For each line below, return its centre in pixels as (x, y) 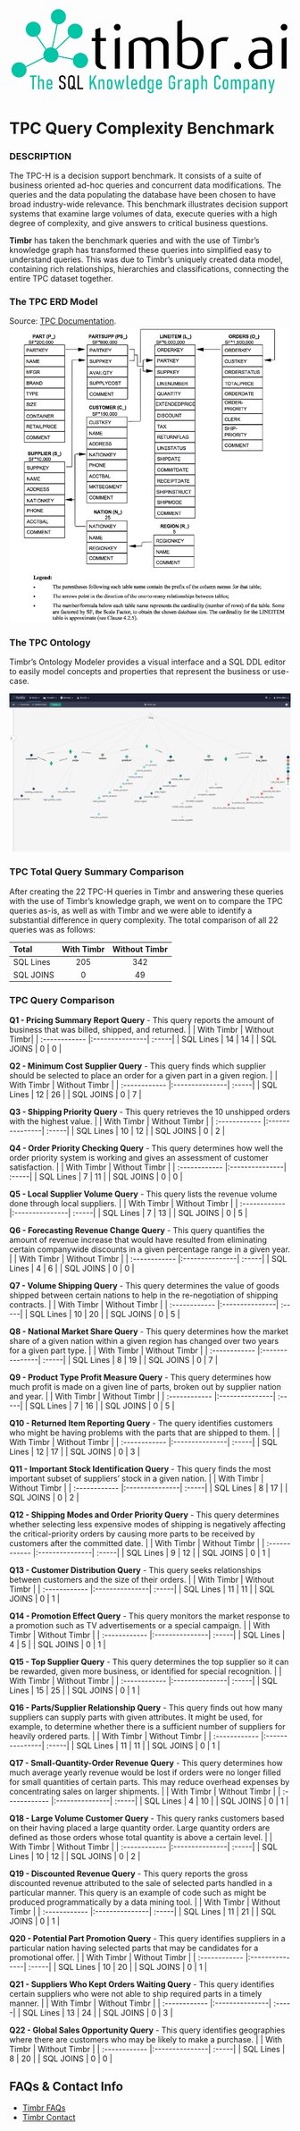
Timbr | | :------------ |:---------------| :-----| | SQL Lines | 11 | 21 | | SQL (143, 1911)
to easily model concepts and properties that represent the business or (140, 671)
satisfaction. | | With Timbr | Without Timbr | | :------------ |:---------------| (148, 1167)
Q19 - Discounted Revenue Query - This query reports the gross (129, 1873)
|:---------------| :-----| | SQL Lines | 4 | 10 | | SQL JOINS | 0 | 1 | (170, 1801)
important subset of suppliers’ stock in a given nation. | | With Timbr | (137, 1478)
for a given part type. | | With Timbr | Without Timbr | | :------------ (133, 1350)
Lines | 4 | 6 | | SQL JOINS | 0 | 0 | (72, 1268)
